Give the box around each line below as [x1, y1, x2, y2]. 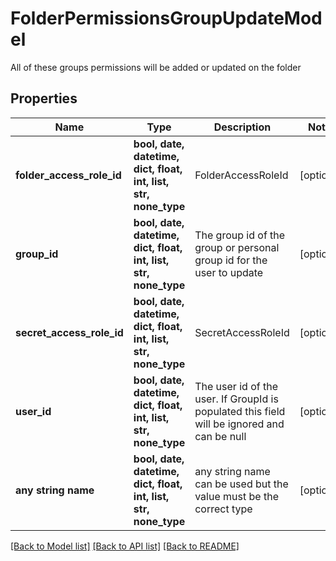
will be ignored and [194, 417, 285, 431]
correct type [194, 502, 253, 516]
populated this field [194, 404, 286, 418]
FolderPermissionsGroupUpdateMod [10, 7, 323, 30]
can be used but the [194, 477, 289, 491]
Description [213, 120, 272, 134]
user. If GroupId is [194, 392, 279, 406]
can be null [194, 429, 247, 443]
